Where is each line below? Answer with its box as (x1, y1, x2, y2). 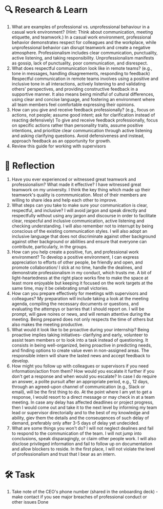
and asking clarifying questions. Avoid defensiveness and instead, (11, 133, 145, 139)
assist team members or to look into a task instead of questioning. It (11, 337, 148, 343)
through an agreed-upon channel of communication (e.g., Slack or (11, 384, 145, 389)
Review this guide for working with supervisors (11, 143, 106, 149)
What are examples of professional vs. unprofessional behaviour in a (11, 23, 150, 30)
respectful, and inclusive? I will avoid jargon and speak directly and (11, 207, 147, 213)
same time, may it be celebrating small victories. (11, 285, 109, 291)
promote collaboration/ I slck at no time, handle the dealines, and (11, 265, 143, 270)
